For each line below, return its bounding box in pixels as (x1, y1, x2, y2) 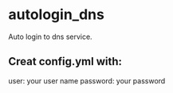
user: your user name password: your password (8, 76, 166, 85)
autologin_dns (8, 6, 105, 24)
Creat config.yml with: (8, 55, 122, 68)
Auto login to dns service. (8, 32, 93, 41)
